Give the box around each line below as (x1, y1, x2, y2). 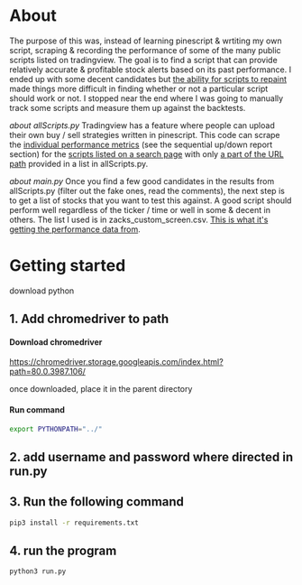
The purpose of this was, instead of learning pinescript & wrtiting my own (9, 35, 282, 46)
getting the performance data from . (9, 223, 142, 235)
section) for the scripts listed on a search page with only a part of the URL (9, 148, 284, 159)
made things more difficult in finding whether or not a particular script (9, 83, 269, 94)
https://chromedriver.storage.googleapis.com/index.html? (9, 357, 224, 367)
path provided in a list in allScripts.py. (9, 158, 149, 169)
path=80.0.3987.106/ (9, 367, 86, 377)
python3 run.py (9, 567, 67, 576)
